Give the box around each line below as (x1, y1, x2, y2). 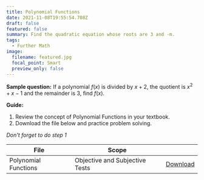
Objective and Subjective (75, 156, 146, 165)
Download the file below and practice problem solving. (15, 120, 152, 127)
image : (6, 49, 23, 55)
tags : (6, 37, 20, 43)
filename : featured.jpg (12, 54, 72, 60)
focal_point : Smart (12, 60, 61, 66)
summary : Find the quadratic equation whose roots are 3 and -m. (6, 32, 175, 38)
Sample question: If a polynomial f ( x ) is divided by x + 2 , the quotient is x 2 (6, 82, 193, 91)
